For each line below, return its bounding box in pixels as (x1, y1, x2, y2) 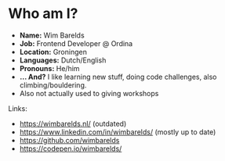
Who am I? (8, 5, 78, 23)
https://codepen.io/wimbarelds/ (19, 144, 122, 153)
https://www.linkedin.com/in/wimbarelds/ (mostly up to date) (19, 127, 216, 137)
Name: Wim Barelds (19, 30, 85, 40)
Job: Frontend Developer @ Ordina (19, 38, 133, 48)
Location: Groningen (19, 47, 88, 56)
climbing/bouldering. (19, 80, 87, 90)
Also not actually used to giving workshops (19, 88, 159, 98)
